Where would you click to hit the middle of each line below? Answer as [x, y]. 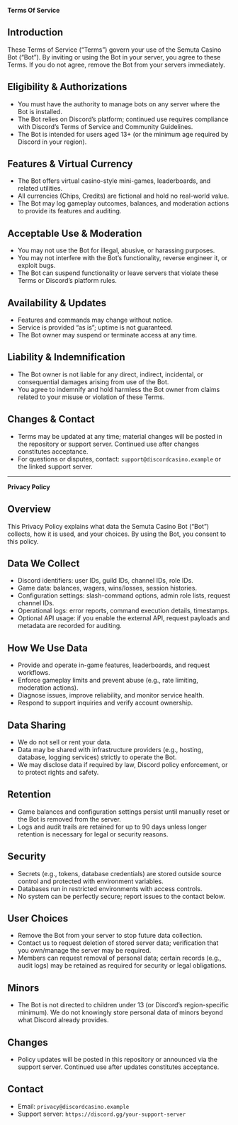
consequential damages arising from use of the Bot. [93, 381]
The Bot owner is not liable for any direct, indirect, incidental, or [110, 374]
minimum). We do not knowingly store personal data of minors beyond [120, 1012]
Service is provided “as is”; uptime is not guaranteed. [95, 328]
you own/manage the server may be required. [84, 951]
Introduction [35, 32]
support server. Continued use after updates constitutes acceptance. [118, 1067]
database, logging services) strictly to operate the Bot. [97, 757]
